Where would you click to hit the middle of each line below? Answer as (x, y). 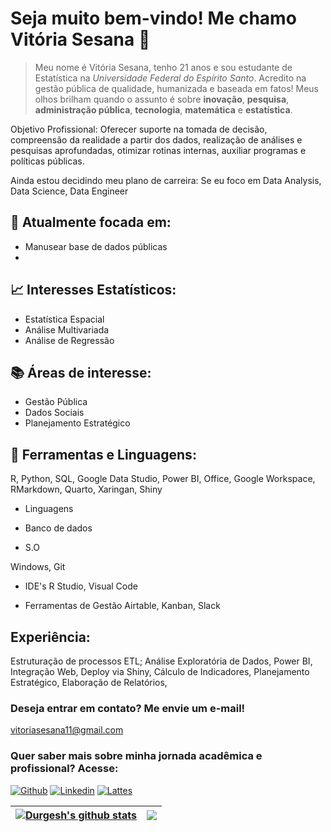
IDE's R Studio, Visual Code (81, 586)
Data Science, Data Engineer (69, 191)
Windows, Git (38, 567)
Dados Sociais (54, 413)
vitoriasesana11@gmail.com (67, 730)
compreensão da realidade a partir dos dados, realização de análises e (156, 139)
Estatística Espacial (64, 319)
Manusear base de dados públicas (96, 246)
